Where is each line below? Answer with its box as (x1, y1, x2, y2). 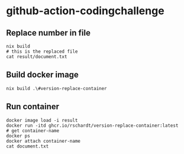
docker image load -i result (6, 117, 78, 123)
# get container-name (6, 127, 60, 134)
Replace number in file (6, 28, 91, 38)
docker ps (6, 133, 31, 139)
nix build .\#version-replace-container (6, 85, 108, 91)
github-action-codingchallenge (6, 4, 164, 18)
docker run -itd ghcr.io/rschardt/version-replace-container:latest (6, 123, 179, 129)
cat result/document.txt (6, 54, 67, 60)
